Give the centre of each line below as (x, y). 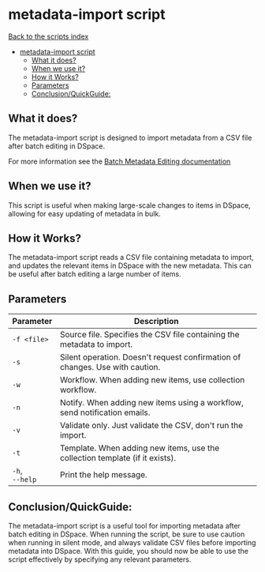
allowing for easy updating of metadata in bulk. (85, 213)
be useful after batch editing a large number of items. (95, 274)
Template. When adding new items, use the (140, 448)
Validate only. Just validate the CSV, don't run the (151, 426)
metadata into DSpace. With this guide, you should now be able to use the (128, 551)
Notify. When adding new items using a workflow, (151, 403)
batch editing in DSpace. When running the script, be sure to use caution (127, 534)
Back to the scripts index (49, 36)
